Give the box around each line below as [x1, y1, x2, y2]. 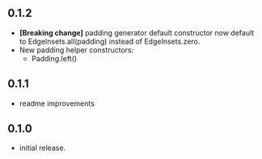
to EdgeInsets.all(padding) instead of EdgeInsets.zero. [19, 36, 201, 46]
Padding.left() [31, 53, 78, 63]
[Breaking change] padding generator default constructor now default [19, 27, 255, 37]
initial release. [19, 143, 66, 153]
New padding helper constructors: [19, 44, 134, 55]
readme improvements [19, 98, 95, 108]
